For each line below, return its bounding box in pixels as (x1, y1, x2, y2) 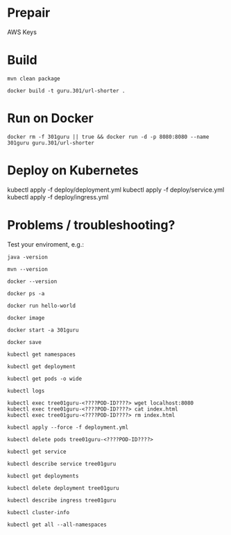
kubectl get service (7, 448, 67, 455)
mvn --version (7, 265, 49, 272)
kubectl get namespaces (7, 351, 76, 358)
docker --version (7, 278, 58, 285)
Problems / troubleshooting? (7, 217, 176, 233)
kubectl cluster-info (7, 509, 70, 516)
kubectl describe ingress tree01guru (7, 497, 117, 504)
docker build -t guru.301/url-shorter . (7, 87, 126, 94)
